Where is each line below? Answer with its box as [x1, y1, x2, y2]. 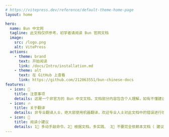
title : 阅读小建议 [14, 119, 49, 124]
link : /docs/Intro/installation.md [18, 63, 94, 68]
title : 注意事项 [14, 91, 45, 96]
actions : [10, 49, 28, 54]
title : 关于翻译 [14, 105, 45, 111]
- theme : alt [14, 68, 42, 73]
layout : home [5, 12, 33, 17]
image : [10, 35, 24, 40]
